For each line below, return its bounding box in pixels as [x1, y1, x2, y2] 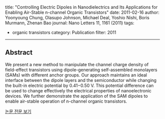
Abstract [5, 48, 33, 57]
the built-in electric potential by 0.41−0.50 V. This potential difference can [5, 82, 154, 88]
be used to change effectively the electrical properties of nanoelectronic [5, 87, 152, 93]
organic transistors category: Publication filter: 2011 [12, 30, 116, 35]
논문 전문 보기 [5, 108, 32, 114]
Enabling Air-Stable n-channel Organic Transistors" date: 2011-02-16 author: [5, 9, 160, 15]
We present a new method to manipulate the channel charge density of [5, 61, 149, 67]
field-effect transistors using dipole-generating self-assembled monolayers [5, 67, 158, 73]
